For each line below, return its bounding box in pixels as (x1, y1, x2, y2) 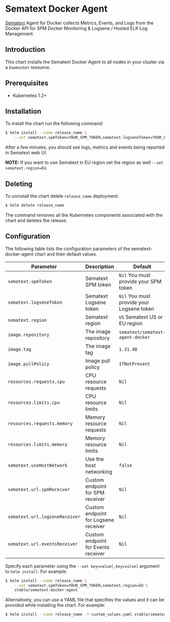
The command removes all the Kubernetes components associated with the (5, 212, 163, 218)
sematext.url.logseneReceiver (8, 513, 81, 520)
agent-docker (118, 334, 150, 340)
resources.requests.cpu (8, 378, 65, 385)
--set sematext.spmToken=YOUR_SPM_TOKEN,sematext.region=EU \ (14, 583, 148, 588)
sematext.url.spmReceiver (8, 487, 70, 492)
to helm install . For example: (5, 568, 67, 574)
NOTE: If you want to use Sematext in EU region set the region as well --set (5, 159, 163, 165)
